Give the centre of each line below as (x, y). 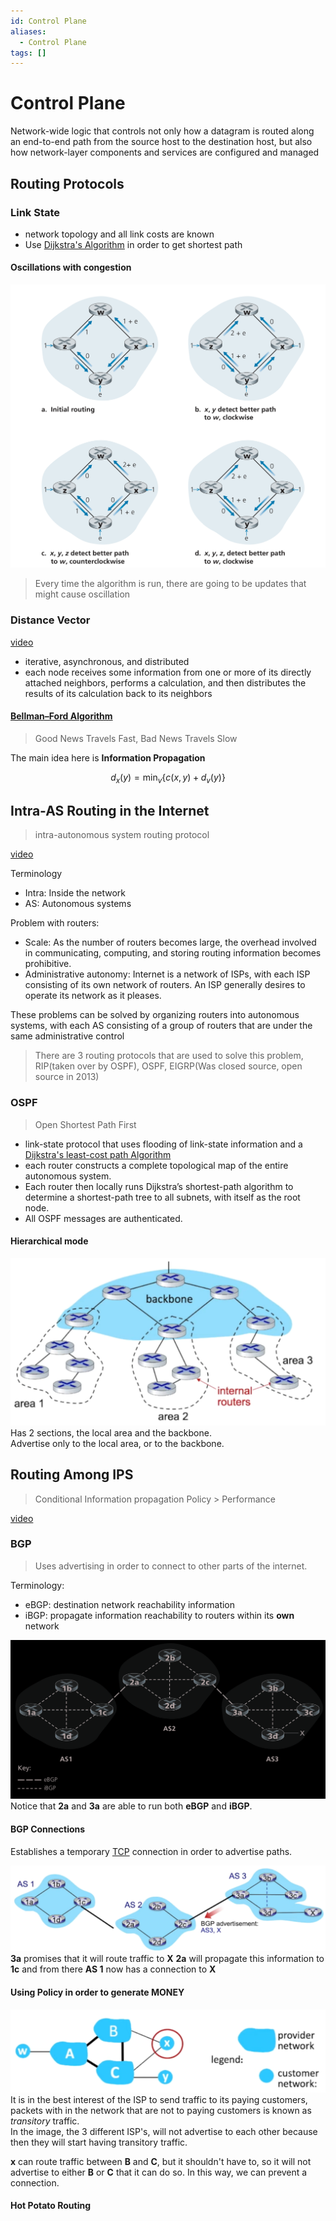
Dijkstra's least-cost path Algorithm (98, 1154)
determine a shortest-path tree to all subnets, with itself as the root (162, 1197)
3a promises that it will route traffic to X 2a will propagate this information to (167, 1959)
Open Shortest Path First (85, 1124)
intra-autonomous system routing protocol (122, 835)
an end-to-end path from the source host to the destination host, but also (161, 142)
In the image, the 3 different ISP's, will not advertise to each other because (164, 2131)
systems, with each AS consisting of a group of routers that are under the (161, 1026)
